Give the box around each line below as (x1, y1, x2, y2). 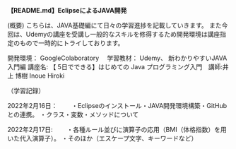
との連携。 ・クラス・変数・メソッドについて (7, 110, 139, 119)
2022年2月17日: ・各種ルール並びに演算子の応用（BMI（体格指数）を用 (7, 126, 228, 133)
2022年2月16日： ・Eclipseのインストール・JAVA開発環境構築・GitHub (7, 102, 228, 109)
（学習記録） (7, 87, 42, 95)
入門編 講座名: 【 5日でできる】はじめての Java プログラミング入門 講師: (7, 63, 223, 71)
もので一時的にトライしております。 (19, 39, 122, 47)
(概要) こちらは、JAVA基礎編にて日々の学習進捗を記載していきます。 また (7, 21, 223, 30)
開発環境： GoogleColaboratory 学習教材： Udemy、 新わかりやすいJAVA (7, 54, 228, 62)
